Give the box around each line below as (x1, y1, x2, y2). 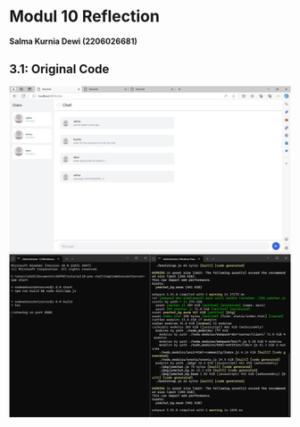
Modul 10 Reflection (9, 6, 161, 27)
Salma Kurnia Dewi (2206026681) (9, 36, 137, 46)
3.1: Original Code (9, 62, 110, 77)
